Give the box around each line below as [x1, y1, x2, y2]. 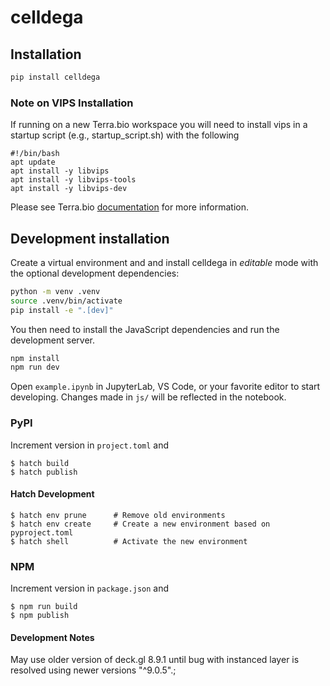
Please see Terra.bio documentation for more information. [10, 201, 250, 213]
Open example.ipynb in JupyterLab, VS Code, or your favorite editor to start [10, 381, 321, 393]
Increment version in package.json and [10, 582, 170, 595]
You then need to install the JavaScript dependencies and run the [10, 323, 280, 335]
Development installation [10, 230, 170, 247]
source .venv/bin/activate [10, 296, 123, 306]
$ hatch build [10, 458, 70, 468]
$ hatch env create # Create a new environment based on [10, 519, 271, 529]
